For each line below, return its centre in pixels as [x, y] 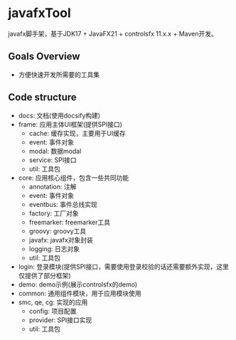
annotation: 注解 [53, 186]
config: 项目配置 [53, 311]
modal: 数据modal [55, 151]
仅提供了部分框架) [44, 275]
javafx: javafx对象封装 [61, 240]
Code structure [42, 97]
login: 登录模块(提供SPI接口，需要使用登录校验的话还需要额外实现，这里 [124, 266]
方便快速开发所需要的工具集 [59, 74]
